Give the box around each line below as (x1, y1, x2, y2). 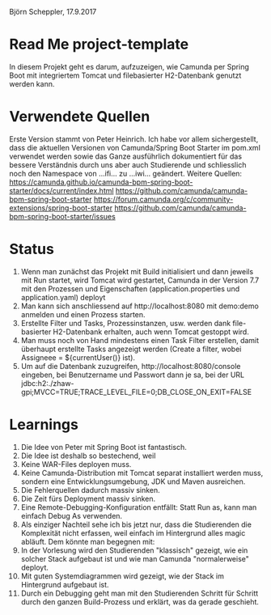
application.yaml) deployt (20, 292, 106, 302)
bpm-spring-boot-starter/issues (9, 211, 116, 221)
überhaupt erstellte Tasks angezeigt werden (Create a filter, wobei (20, 344, 242, 354)
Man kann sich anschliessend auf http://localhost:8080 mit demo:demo (20, 301, 260, 311)
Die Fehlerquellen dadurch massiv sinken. (20, 485, 160, 494)
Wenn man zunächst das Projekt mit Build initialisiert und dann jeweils (20, 266, 254, 276)
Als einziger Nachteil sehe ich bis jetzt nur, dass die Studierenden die (20, 520, 252, 529)
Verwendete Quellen (9, 108, 150, 126)
